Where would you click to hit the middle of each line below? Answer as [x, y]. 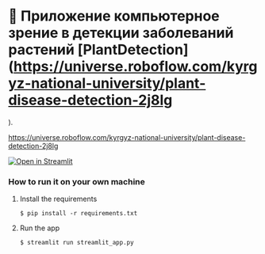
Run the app [40, 228]
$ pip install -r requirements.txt [79, 214]
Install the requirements [58, 199]
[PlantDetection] [133, 50]
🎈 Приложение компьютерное [114, 16]
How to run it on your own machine [77, 181]
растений [42, 50]
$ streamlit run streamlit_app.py [77, 243]
